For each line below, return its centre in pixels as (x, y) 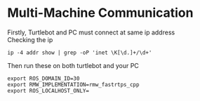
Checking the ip (30, 39)
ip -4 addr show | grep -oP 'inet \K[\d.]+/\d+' (80, 53)
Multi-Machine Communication (100, 13)
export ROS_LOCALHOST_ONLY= (48, 90)
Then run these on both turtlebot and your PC (73, 65)
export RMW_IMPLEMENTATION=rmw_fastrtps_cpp (73, 85)
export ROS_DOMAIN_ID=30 (44, 79)
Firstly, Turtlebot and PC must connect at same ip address (91, 32)
